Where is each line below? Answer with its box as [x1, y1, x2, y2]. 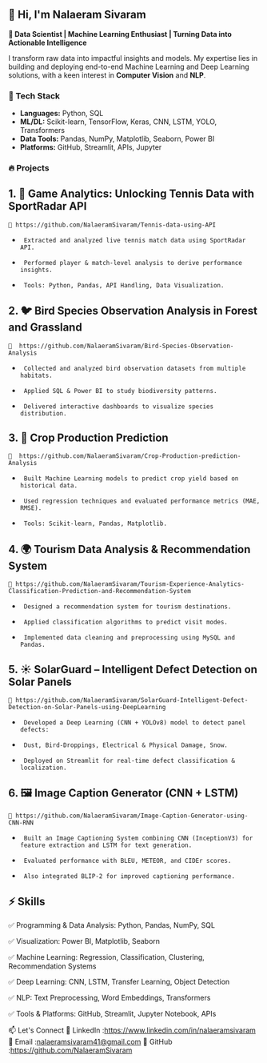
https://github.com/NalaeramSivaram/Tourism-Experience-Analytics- [15, 580, 245, 588]
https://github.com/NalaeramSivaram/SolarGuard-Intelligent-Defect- [15, 696, 249, 704]
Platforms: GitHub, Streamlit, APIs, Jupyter [19, 142, 162, 152]
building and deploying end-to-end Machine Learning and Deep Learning [8, 62, 249, 71]
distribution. [19, 409, 67, 417]
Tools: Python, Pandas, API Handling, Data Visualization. [23, 281, 225, 289]
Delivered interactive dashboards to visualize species [23, 402, 214, 411]
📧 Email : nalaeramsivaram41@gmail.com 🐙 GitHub [8, 1037, 173, 1046]
